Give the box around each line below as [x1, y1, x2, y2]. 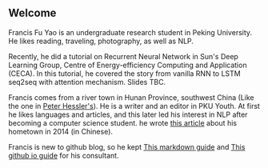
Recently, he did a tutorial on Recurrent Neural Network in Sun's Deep [8, 51, 238, 61]
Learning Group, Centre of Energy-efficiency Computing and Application [8, 60, 247, 70]
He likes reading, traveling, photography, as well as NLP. [8, 36, 194, 46]
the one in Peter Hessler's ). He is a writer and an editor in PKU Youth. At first [8, 101, 260, 110]
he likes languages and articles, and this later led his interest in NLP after [8, 110, 248, 119]
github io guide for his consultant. [8, 150, 119, 160]
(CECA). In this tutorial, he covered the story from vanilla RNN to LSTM [8, 68, 242, 78]
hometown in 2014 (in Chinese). [8, 126, 114, 136]
